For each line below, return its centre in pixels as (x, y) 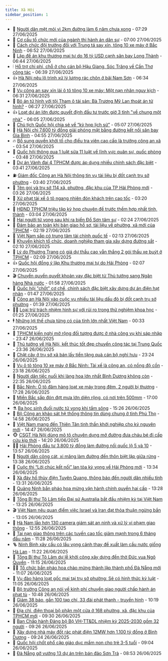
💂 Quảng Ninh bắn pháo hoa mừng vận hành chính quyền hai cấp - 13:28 (88, 488)
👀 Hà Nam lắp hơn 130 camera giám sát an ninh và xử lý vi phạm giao (84, 523)
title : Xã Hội (20, 10)
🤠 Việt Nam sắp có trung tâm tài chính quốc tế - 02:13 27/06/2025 (81, 236)
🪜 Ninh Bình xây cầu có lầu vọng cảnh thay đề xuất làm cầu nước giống (87, 544)
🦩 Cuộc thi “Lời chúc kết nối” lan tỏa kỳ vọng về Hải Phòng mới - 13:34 (85, 467)
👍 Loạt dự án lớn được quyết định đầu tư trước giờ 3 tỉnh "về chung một (87, 112)
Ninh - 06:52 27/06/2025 (39, 50)
